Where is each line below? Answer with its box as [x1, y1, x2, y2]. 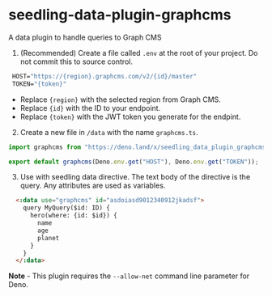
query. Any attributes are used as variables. [19, 180, 166, 191]
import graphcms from [8, 143, 82, 151]
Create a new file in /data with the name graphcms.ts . [19, 127, 198, 137]
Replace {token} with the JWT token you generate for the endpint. [19, 112, 241, 121]
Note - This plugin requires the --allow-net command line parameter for [8, 271, 250, 281]
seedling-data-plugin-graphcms [8, 6, 232, 24]
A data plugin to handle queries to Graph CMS [8, 32, 162, 42]
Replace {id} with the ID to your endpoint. [19, 103, 161, 112]
